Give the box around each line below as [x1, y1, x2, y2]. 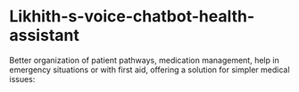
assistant [9, 25, 80, 46]
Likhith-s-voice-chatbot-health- [9, 6, 255, 27]
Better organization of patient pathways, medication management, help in [9, 54, 279, 65]
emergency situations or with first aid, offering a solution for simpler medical [9, 64, 290, 75]
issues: [9, 73, 36, 84]
